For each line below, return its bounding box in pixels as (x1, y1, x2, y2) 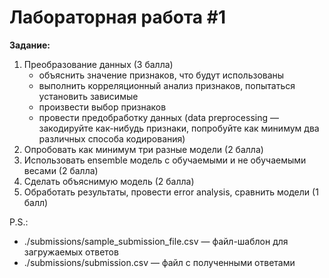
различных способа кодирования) (38, 132, 186, 145)
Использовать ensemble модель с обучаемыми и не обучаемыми (23, 154, 307, 166)
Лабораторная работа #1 (9, 6, 226, 29)
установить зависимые (38, 90, 139, 102)
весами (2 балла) (23, 164, 99, 176)
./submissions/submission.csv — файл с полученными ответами (23, 256, 296, 268)
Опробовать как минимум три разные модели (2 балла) (23, 143, 264, 155)
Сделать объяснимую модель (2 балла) (23, 175, 195, 187)
